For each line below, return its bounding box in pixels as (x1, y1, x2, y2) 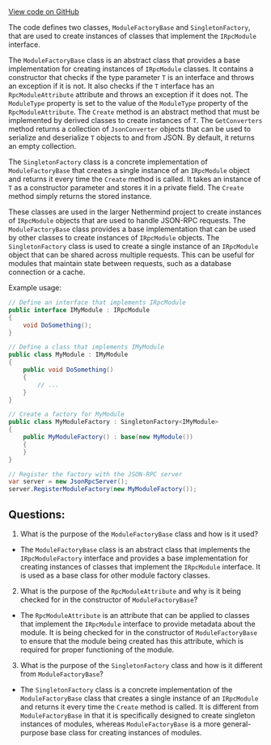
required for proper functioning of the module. (19, 645, 175, 654)
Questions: (8, 507, 66, 521)
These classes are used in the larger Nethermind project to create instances (8, 207, 262, 217)
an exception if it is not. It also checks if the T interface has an (8, 81, 214, 91)
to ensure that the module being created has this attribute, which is (19, 636, 244, 646)
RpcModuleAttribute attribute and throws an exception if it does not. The (8, 90, 248, 99)
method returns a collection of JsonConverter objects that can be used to (8, 125, 252, 133)
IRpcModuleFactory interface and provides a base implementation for (19, 553, 248, 563)
